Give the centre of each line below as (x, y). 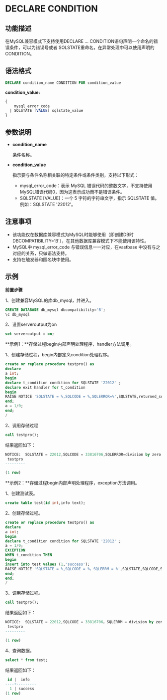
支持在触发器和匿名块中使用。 (43, 259)
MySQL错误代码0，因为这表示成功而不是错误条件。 (72, 192)
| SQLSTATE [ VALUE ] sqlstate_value (46, 111)
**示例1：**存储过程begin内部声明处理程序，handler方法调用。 (70, 344)
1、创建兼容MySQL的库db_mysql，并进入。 (50, 300)
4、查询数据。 (20, 650)
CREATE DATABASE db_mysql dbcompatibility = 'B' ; (55, 310)
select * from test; (27, 660)
